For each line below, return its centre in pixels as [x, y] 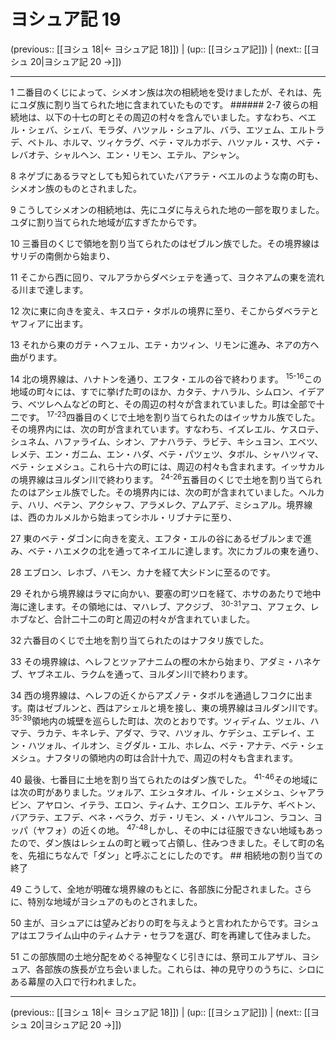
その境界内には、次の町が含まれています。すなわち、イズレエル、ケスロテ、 [167, 429]
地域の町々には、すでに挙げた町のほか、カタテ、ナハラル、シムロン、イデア [167, 391]
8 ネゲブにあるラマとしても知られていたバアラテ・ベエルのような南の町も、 [167, 176]
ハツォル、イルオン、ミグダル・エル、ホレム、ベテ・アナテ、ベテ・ [167, 746]
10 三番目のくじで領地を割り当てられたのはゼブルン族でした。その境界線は [165, 243]
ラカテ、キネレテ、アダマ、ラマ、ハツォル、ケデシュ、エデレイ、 [171, 733]
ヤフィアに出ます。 [49, 323]
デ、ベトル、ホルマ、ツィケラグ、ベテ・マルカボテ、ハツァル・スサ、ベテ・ [166, 142]
